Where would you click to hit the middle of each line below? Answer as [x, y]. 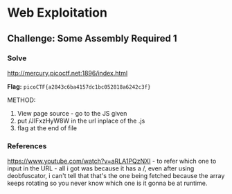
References [27, 145]
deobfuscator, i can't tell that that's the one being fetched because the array [116, 176]
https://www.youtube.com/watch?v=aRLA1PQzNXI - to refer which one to [112, 161]
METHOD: [21, 100]
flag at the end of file [47, 128]
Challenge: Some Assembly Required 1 [92, 38]
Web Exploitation [57, 13]
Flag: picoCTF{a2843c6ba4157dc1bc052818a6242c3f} [79, 86]
